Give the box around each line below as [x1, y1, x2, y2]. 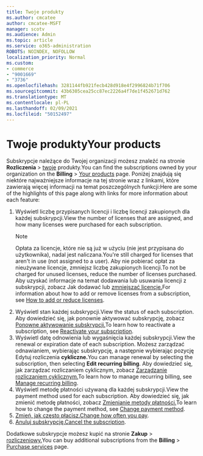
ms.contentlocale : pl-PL [6, 99, 69, 105]
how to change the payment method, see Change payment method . [15, 405, 185, 413]
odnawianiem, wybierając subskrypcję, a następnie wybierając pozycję [15, 347, 194, 354]
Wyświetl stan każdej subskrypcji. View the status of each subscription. [15, 308, 194, 316]
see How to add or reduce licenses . [15, 296, 105, 304]
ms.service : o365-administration [6, 43, 91, 49]
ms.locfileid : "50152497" [6, 111, 72, 117]
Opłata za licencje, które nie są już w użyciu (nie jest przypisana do [15, 244, 184, 252]
